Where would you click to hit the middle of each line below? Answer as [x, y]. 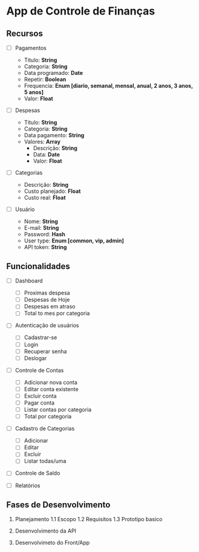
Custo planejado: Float [52, 191]
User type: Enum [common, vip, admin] [74, 241]
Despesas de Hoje [47, 300]
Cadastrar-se [41, 337]
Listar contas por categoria [58, 410]
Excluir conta [40, 396]
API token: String [45, 247]
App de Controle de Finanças [81, 11]
